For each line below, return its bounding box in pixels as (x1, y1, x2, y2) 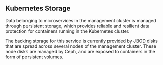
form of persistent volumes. (5, 54, 64, 60)
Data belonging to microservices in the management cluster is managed (5, 17, 156, 23)
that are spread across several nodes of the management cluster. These (5, 43, 156, 49)
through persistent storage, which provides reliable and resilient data (5, 23, 150, 29)
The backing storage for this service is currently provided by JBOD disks (5, 38, 158, 44)
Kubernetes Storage (5, 4, 71, 13)
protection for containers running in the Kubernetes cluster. (5, 28, 130, 34)
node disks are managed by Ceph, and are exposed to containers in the (5, 48, 155, 54)
